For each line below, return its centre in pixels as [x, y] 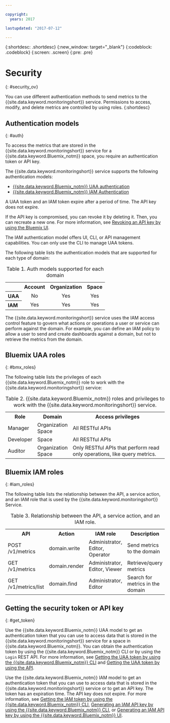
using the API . [20, 668]
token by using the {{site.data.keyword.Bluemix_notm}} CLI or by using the [83, 652]
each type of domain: [28, 258]
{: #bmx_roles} [21, 367]
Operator [99, 555]
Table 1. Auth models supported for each [55, 269]
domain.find [63, 584]
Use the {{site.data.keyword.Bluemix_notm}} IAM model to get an [73, 678]
